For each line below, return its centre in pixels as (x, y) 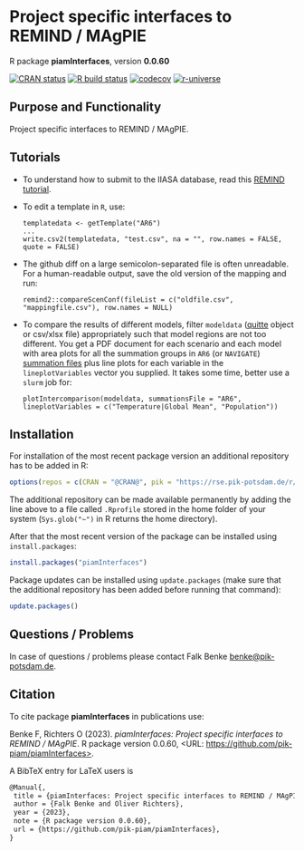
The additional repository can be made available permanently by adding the (150, 499)
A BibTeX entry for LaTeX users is (71, 770)
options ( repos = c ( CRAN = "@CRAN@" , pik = (90, 482)
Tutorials (35, 157)
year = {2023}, (42, 813)
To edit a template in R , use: (74, 207)
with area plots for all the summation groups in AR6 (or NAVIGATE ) (141, 353)
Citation (33, 695)
